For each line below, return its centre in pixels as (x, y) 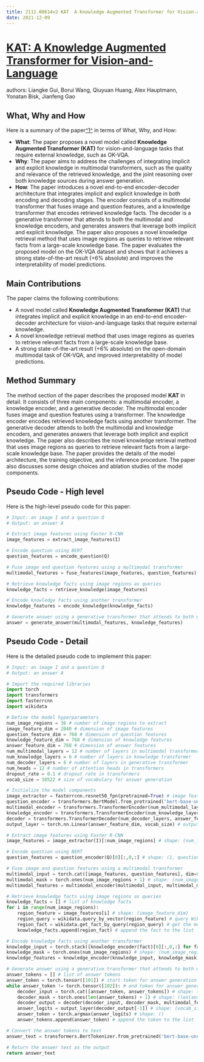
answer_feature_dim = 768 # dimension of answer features (81, 746)
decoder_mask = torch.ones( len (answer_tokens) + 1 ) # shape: (96, 997)
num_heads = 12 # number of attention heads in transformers (85, 768)
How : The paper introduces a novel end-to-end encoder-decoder (97, 187)
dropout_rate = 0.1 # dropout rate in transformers (73, 774)
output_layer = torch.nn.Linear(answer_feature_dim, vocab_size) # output (103, 824)
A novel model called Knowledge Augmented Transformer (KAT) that (103, 310)
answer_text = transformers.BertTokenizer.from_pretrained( (84, 1036)
